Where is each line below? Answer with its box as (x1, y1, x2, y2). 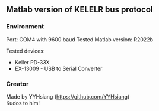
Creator (6, 80, 29, 88)
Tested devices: (6, 47, 45, 54)
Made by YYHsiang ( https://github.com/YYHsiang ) (6, 93, 130, 100)
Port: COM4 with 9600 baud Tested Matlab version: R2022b (6, 35, 153, 43)
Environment (6, 22, 44, 31)
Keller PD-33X (14, 58, 50, 66)
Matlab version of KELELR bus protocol (6, 5, 153, 15)
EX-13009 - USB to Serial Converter (14, 65, 103, 72)
